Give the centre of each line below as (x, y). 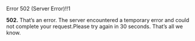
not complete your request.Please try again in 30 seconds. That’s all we (94, 26)
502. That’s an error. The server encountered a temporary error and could (98, 20)
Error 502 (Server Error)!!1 (38, 9)
